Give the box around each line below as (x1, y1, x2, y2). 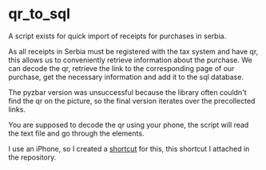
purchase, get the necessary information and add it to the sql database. (8, 72, 244, 81)
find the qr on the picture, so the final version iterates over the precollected (8, 96, 256, 105)
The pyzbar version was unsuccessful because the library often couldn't (8, 87, 247, 97)
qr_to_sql (8, 5, 70, 23)
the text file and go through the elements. (8, 128, 145, 138)
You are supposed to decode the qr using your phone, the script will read (8, 120, 249, 129)
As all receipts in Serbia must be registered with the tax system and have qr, (8, 46, 259, 56)
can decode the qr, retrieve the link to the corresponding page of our (8, 63, 235, 73)
